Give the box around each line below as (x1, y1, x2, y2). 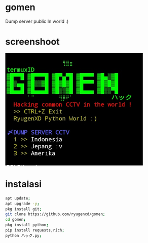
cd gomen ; (5, 217, 26, 222)
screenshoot (5, 36, 60, 48)
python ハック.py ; (5, 233, 42, 238)
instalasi (5, 179, 42, 190)
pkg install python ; (5, 222, 49, 228)
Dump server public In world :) (5, 18, 69, 24)
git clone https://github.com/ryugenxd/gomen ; (5, 212, 105, 217)
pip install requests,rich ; (5, 228, 65, 233)
